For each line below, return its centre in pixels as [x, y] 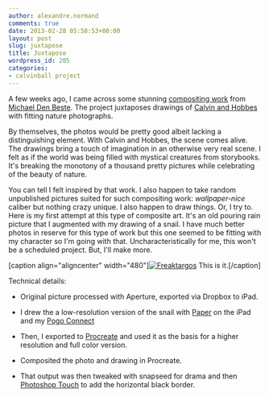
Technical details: [37, 281]
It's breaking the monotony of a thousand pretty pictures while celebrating [132, 165]
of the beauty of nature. [48, 174]
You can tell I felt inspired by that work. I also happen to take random [122, 189]
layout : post [30, 38]
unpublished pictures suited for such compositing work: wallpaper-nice [127, 198]
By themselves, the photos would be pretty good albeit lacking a [115, 131]
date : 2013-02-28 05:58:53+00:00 [64, 31]
